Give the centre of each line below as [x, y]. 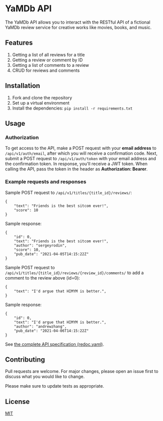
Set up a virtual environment [41, 103]
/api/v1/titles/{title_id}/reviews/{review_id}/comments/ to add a [74, 273]
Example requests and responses [46, 182]
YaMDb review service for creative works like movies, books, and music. [78, 27]
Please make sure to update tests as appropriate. [55, 386]
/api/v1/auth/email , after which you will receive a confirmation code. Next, [81, 153]
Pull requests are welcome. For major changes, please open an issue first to [82, 371]
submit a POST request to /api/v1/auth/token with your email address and [81, 159]
